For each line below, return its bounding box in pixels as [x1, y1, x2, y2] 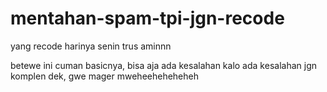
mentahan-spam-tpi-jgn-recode [10, 7, 285, 30]
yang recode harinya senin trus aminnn [10, 40, 172, 52]
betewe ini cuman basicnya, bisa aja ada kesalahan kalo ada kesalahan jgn [10, 59, 317, 71]
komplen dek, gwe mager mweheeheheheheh [10, 70, 199, 82]
